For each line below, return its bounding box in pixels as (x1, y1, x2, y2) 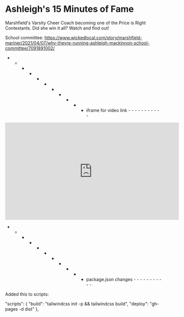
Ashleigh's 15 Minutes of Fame (5, 3, 134, 15)
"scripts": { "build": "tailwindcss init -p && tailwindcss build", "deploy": (5, 301, 149, 307)
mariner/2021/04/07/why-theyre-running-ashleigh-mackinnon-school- (5, 40, 150, 45)
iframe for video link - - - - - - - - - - (86, 107, 160, 113)
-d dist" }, (19, 306, 39, 312)
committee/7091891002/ (5, 45, 55, 51)
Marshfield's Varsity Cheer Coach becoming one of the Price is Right (5, 20, 146, 26)
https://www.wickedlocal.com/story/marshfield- (44, 35, 142, 41)
